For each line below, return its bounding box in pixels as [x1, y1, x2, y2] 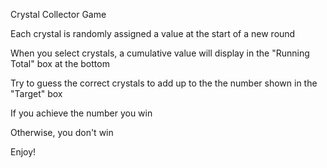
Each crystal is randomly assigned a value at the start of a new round [10, 28, 296, 39]
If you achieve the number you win [10, 107, 153, 119]
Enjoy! [10, 146, 37, 158]
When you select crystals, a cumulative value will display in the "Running [10, 47, 310, 59]
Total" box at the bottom [10, 58, 110, 69]
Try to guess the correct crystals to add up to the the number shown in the [10, 77, 318, 89]
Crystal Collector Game [10, 9, 107, 20]
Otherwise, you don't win [10, 127, 114, 138]
